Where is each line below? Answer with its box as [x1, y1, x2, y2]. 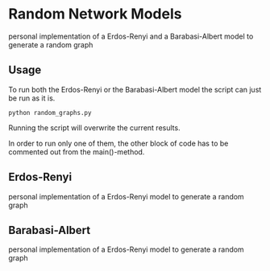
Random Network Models [8, 5, 182, 23]
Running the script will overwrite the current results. [8, 122, 181, 133]
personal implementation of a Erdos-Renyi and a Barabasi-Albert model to [8, 31, 254, 41]
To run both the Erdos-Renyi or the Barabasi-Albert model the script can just [8, 84, 262, 94]
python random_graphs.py [8, 109, 92, 117]
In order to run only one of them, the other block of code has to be [8, 138, 229, 148]
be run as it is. [8, 93, 56, 103]
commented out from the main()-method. [8, 146, 145, 157]
